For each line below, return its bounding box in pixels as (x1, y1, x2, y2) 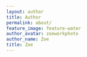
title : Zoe (6, 42, 33, 48)
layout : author (6, 8, 44, 15)
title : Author (6, 14, 42, 20)
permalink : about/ (6, 20, 52, 26)
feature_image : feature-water (6, 25, 82, 31)
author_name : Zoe (6, 36, 49, 42)
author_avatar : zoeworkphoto (6, 31, 79, 37)
